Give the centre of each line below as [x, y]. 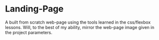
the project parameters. [29, 32]
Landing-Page [34, 9]
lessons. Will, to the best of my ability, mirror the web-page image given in [80, 27]
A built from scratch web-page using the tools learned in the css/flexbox [78, 22]
